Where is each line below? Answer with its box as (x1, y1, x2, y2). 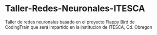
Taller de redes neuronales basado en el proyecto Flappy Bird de (5, 19, 135, 25)
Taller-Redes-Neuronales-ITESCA (5, 3, 145, 14)
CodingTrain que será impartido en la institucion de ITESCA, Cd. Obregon (5, 24, 153, 30)
